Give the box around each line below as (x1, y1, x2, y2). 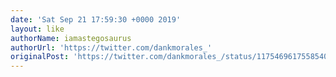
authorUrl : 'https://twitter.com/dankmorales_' (10, 42, 213, 53)
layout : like (10, 24, 65, 34)
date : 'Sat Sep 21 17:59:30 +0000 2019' (10, 14, 182, 25)
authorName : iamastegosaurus (10, 33, 132, 43)
